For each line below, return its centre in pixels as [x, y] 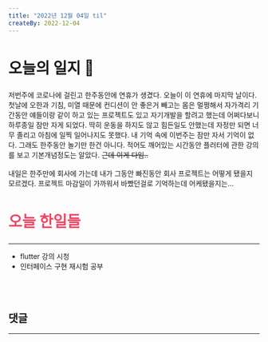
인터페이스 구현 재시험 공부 [61, 266]
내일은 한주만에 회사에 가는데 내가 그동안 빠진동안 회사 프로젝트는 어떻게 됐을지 [131, 173]
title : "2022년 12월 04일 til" [58, 16]
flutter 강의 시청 [45, 256]
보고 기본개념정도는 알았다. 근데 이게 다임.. [83, 155]
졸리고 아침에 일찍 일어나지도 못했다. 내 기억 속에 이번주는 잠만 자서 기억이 [131, 135]
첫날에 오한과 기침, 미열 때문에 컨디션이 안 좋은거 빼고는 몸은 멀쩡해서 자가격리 [130, 105]
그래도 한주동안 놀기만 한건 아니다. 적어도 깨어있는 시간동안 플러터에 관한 [132, 145]
